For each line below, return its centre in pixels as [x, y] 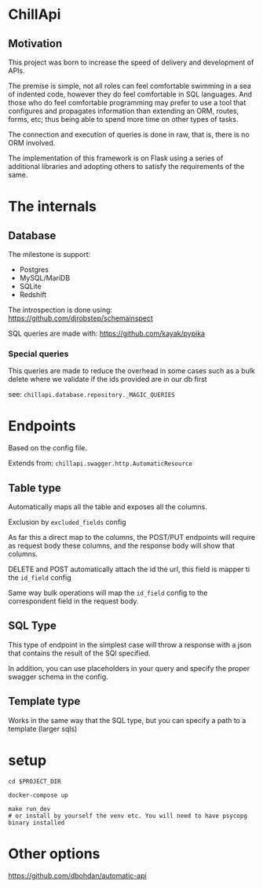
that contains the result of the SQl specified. [79, 653]
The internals [52, 207]
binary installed [37, 823]
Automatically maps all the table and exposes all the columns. [108, 507]
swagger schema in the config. [58, 677]
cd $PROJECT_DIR [35, 781]
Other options [54, 853]
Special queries [38, 354]
